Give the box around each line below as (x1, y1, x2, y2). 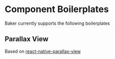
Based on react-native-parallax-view (5, 48, 81, 54)
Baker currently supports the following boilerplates (5, 20, 110, 26)
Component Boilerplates (5, 4, 109, 15)
